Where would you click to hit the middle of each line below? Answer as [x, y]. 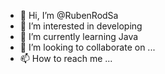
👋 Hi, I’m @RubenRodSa [69, 15]
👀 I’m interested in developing [81, 26]
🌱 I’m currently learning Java [79, 36]
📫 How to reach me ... [66, 58]
